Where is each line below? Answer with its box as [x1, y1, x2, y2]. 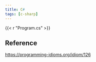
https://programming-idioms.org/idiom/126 [5, 52, 91, 58]
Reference [5, 39, 38, 47]
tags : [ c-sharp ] [5, 12, 38, 16]
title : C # [5, 7, 25, 12]
